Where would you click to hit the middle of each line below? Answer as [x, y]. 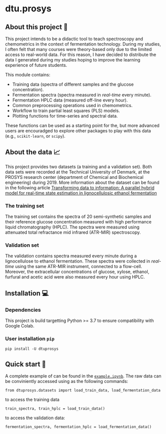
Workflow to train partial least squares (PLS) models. [66, 110]
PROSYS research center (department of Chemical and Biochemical [74, 177]
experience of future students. [36, 65]
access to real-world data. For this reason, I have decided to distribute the [81, 54]
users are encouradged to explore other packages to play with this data [78, 131]
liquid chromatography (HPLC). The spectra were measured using [72, 227]
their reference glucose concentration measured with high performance [79, 222]
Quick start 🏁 [26, 364]
